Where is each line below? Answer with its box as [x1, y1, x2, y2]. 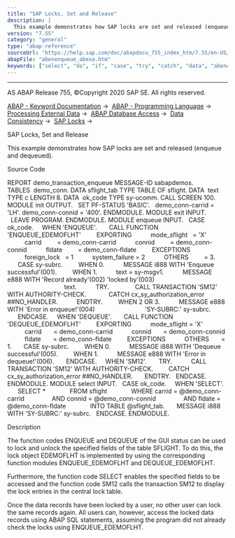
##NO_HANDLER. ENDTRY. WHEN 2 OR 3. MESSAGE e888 [7, 297, 225, 305]
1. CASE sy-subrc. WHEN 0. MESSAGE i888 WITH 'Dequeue [7, 342, 222, 350]
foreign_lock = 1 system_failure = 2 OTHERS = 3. [24, 253, 215, 261]
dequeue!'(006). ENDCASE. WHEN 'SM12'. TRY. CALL [7, 357, 207, 365]
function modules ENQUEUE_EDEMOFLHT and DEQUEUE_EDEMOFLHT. [7, 458, 215, 467]
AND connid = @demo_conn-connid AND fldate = [51, 394, 221, 403]
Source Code [7, 165, 45, 173]
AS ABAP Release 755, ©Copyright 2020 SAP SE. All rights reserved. [7, 88, 206, 97]
